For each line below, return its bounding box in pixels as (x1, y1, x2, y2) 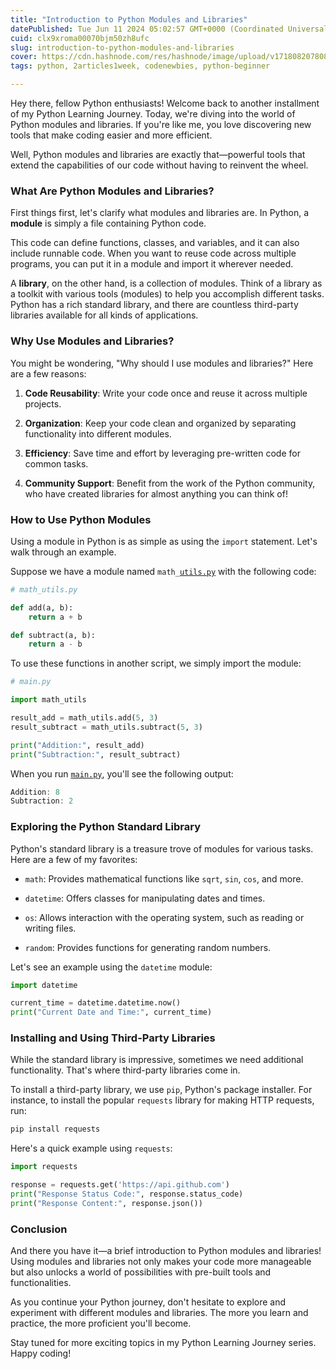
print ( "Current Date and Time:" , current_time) (10, 1007, 213, 1018)
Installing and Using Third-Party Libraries (10, 1031, 216, 1045)
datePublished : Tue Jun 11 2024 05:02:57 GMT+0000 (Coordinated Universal (10, 24, 329, 34)
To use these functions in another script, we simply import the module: (10, 657, 302, 670)
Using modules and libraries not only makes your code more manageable (10, 1256, 312, 1268)
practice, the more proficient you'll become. (10, 1317, 192, 1330)
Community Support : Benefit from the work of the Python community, (24, 477, 316, 489)
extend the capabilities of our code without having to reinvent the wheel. (10, 159, 309, 171)
